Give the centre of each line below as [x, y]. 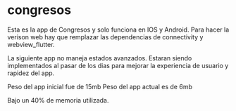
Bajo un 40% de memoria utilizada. [58, 100]
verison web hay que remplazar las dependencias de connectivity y [105, 37]
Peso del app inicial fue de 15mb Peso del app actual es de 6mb [100, 86]
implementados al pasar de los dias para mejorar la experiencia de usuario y [118, 65]
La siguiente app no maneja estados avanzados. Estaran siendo [100, 58]
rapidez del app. [31, 73]
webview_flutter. [31, 44]
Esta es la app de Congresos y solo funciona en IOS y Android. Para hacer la [118, 30]
